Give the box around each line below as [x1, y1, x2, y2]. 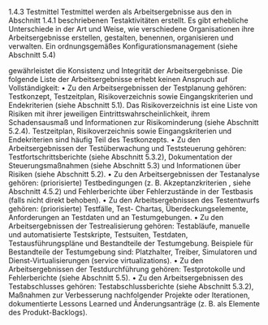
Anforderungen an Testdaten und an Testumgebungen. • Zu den [8, 213, 224, 222]
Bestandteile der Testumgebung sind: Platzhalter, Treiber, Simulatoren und [8, 247, 257, 257]
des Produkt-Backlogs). [8, 308, 88, 317]
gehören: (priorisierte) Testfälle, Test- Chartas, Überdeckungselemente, [8, 204, 249, 214]
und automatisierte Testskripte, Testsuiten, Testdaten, [8, 230, 188, 239]
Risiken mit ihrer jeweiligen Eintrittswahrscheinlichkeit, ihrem [8, 109, 210, 119]
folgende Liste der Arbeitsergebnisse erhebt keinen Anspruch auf [8, 75, 228, 84]
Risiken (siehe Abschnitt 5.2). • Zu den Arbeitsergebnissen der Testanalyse [8, 170, 260, 179]
